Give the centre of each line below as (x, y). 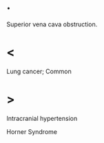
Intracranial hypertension (42, 118)
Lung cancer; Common (39, 71)
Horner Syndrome (32, 131)
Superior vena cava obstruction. (52, 24)
